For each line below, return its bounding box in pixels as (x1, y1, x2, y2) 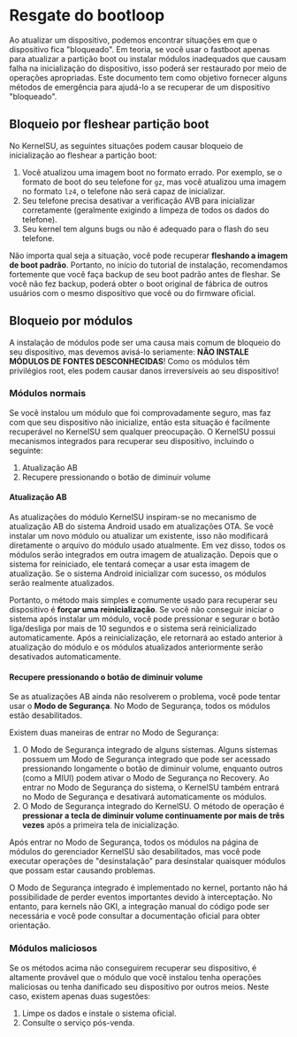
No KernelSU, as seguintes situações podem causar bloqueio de (9, 140, 244, 151)
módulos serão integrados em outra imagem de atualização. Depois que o (9, 550, 278, 560)
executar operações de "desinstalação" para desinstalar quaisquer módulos (9, 856, 286, 867)
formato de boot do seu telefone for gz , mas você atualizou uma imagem (21, 176, 286, 187)
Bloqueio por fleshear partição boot (9, 117, 209, 132)
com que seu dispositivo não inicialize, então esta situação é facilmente (9, 417, 270, 427)
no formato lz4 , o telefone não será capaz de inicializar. (21, 185, 225, 196)
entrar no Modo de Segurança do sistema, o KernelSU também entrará (21, 782, 280, 793)
